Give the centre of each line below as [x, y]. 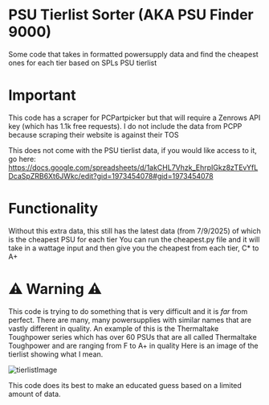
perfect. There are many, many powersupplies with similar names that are [130, 320]
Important [42, 95]
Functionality [53, 209]
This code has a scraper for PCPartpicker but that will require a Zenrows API [134, 118]
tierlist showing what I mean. [56, 354]
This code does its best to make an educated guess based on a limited [125, 385]
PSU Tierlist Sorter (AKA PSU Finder [131, 15]
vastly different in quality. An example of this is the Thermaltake [114, 329]
